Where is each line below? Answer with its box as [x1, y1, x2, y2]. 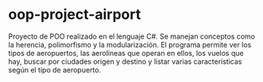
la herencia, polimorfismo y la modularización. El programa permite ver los [8, 39, 252, 49]
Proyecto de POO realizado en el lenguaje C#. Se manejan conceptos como [8, 32, 256, 41]
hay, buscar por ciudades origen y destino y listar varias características [8, 57, 242, 66]
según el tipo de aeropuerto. [8, 65, 102, 74]
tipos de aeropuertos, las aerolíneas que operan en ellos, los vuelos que [8, 48, 244, 58]
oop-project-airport [8, 6, 141, 24]
